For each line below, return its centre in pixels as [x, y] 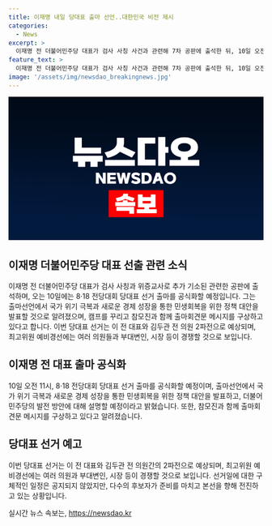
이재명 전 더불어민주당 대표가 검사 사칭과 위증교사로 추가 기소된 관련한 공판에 [130, 286]
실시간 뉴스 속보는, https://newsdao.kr [70, 513]
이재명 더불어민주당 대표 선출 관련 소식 [98, 265]
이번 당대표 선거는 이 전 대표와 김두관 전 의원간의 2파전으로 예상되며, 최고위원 [130, 465]
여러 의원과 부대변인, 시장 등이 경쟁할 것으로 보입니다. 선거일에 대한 [149, 475]
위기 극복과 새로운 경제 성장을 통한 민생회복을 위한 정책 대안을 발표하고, [129, 396]
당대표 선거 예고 [45, 445]
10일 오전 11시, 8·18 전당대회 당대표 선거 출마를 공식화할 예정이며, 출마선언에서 [132, 386]
